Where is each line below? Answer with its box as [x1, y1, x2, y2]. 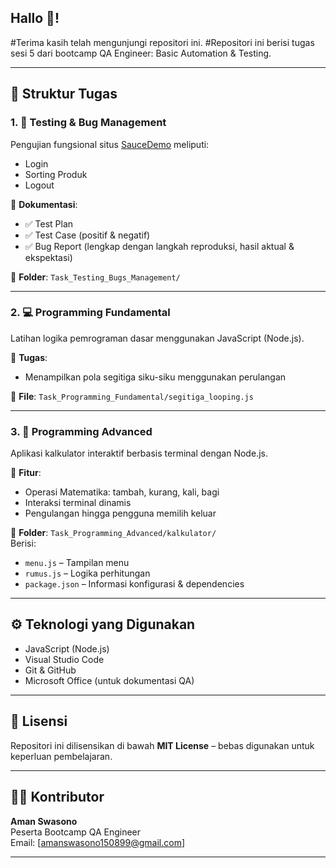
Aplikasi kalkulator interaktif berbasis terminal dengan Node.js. [10, 447, 268, 460]
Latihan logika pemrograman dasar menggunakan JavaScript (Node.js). [10, 332, 305, 344]
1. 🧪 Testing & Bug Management [10, 116, 167, 130]
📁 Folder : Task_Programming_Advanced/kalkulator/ [10, 527, 217, 539]
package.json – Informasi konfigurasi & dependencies [24, 578, 245, 590]
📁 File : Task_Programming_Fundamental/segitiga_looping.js [10, 390, 254, 402]
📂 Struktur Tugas [10, 86, 118, 103]
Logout [24, 179, 55, 191]
